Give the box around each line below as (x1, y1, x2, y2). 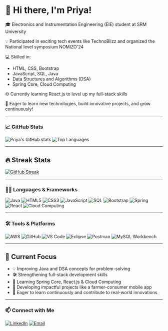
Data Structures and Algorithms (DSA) (12, 76, 91, 82)
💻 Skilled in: (5, 53, 31, 59)
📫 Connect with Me (5, 307, 54, 314)
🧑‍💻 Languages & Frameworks (5, 186, 78, 193)
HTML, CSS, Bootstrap (12, 65, 59, 71)
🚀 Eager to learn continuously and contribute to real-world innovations (12, 290, 157, 296)
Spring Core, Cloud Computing (12, 81, 76, 87)
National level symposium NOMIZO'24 (5, 43, 84, 49)
